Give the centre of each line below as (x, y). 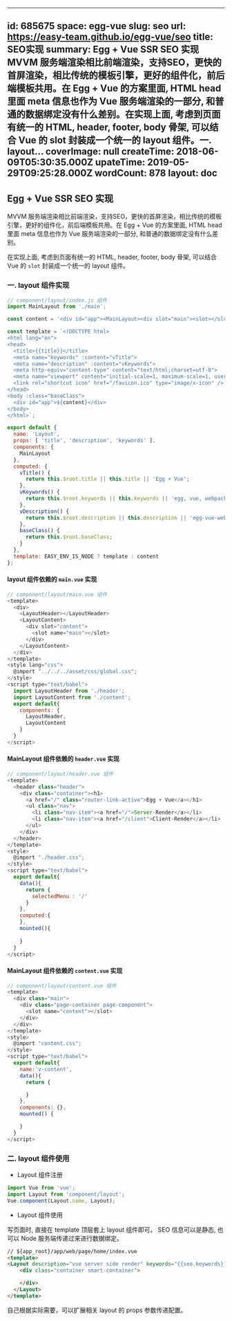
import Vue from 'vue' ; (41, 1188)
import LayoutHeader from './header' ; (69, 691)
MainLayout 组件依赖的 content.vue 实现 (65, 971)
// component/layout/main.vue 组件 (57, 594)
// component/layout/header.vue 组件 (60, 774)
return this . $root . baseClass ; (69, 537)
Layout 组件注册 (40, 1175)
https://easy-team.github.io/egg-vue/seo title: (110, 37)
